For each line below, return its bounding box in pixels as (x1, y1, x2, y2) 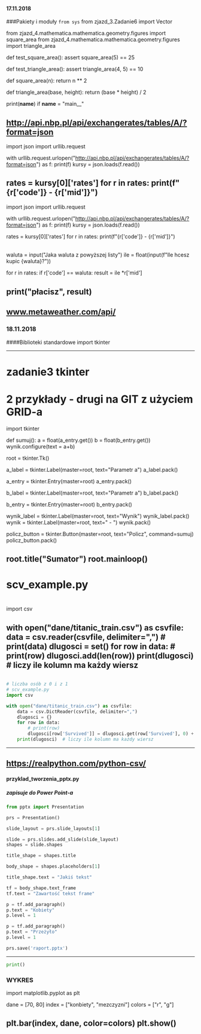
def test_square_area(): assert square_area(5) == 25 (6, 54, 135, 61)
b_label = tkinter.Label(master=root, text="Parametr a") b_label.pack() (6, 489, 179, 496)
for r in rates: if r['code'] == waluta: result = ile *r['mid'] (6, 269, 142, 276)
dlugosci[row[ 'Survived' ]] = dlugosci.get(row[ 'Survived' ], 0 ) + (28, 731, 194, 737)
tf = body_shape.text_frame (6, 885, 77, 891)
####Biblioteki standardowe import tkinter (6, 338, 111, 346)
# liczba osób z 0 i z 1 (6, 681, 68, 687)
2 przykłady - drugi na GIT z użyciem (6, 392, 193, 406)
